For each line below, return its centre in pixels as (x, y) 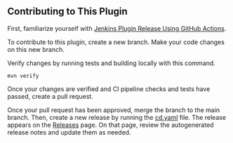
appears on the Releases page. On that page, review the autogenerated (111, 125)
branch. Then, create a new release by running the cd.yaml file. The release (117, 117)
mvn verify (23, 76)
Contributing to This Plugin (67, 12)
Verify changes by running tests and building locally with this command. (111, 63)
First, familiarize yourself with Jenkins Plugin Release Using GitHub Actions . (117, 28)
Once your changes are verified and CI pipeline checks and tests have (109, 89)
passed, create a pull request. (50, 96)
